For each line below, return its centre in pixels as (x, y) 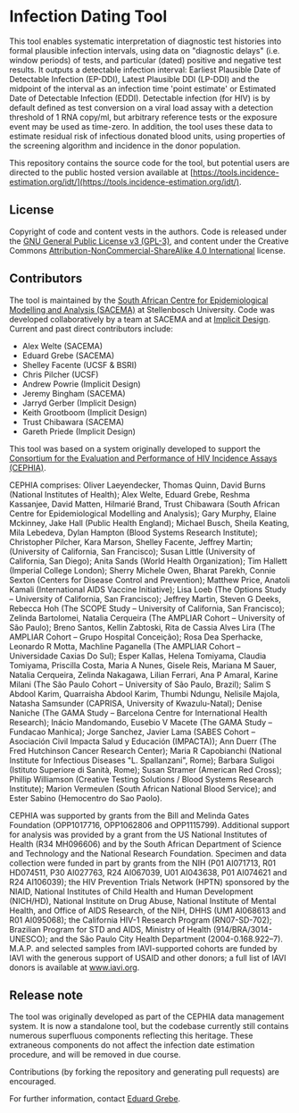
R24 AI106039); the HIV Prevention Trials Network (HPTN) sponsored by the (149, 882)
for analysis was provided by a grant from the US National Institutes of (138, 834)
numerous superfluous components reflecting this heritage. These (131, 1036)
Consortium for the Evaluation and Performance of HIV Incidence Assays (143, 458)
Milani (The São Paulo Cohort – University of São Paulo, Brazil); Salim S (140, 684)
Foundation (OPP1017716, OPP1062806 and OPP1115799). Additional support (149, 824)
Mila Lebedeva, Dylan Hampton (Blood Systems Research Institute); (133, 532)
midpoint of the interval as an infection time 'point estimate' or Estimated (143, 88)
